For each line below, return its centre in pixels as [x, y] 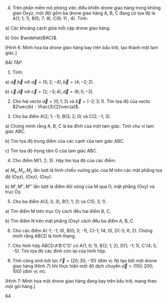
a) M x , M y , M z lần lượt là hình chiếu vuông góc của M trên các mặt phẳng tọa [84, 171]
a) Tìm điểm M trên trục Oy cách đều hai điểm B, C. [58, 211]
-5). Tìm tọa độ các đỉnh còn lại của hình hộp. [59, 251]
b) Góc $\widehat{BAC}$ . [31, 38]
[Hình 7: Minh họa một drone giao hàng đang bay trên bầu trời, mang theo [81, 281]
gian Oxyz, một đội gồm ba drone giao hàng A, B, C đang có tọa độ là [84, 13]
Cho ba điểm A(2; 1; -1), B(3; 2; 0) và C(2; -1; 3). [61, 116]
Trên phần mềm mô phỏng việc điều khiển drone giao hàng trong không [86, 8]
